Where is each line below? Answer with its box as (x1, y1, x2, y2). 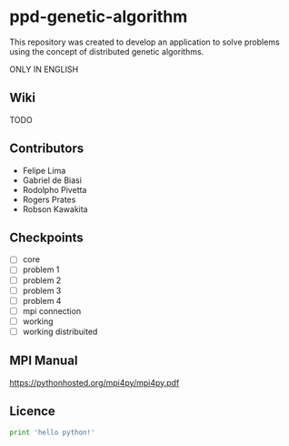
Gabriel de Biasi (22, 175, 82, 186)
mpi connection (22, 305, 82, 316)
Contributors (9, 141, 85, 157)
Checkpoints (9, 229, 84, 245)
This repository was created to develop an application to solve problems (9, 36, 280, 47)
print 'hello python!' (9, 428, 95, 437)
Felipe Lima (22, 165, 66, 176)
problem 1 (22, 264, 60, 275)
